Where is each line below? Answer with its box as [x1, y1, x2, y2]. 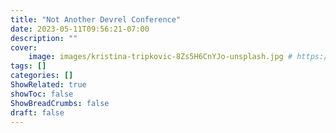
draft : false [10, 107, 65, 118]
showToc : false [10, 89, 74, 99]
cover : [10, 42, 38, 53]
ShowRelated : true [10, 80, 87, 90]
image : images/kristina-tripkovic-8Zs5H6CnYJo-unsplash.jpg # [28, 52, 293, 62]
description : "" [10, 33, 78, 43]
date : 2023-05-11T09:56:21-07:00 [10, 24, 150, 34]
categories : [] [10, 71, 74, 81]
